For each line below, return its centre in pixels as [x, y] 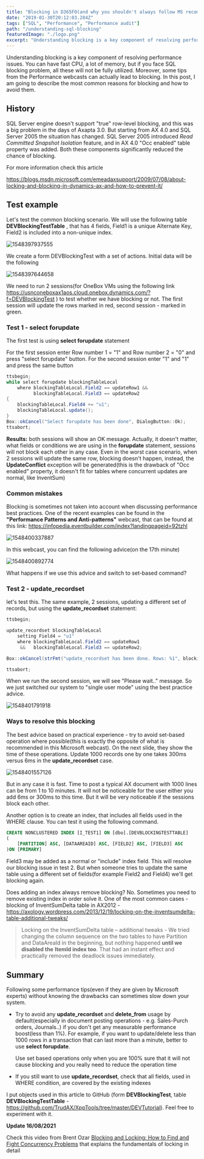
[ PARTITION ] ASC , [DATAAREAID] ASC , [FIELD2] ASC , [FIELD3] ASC [100, 844]
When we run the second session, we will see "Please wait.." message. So [99, 681]
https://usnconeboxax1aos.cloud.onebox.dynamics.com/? [78, 292]
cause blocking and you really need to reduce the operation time [96, 1065]
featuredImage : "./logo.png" [43, 35]
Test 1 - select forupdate [43, 327]
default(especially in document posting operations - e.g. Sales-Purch [101, 1021]
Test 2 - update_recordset [46, 589]
